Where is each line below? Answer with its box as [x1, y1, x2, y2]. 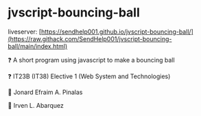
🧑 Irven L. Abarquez [8, 101, 64, 109]
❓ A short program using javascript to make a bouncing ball [8, 56, 175, 64]
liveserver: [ [8, 27, 42, 36]
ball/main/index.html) [8, 42, 68, 50]
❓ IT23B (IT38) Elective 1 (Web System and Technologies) [8, 72, 171, 80]
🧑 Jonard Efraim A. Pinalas [8, 88, 83, 96]
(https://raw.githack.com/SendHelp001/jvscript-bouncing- [8, 34, 172, 43]
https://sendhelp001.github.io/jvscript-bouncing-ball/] [40, 27, 194, 36]
